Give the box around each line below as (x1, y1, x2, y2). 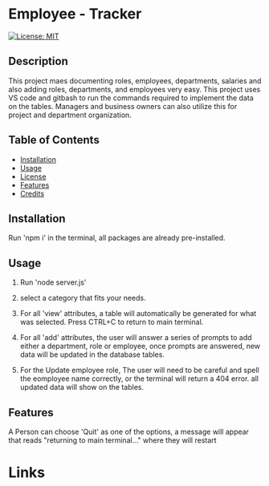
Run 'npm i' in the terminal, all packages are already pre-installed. (8, 233, 226, 243)
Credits (19, 188, 45, 198)
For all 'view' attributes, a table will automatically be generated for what (19, 309, 257, 318)
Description (8, 55, 68, 68)
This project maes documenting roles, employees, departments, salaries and (8, 75, 262, 85)
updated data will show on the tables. (19, 383, 145, 392)
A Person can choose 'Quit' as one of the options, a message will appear (8, 427, 249, 436)
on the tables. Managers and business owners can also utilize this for (8, 101, 238, 111)
